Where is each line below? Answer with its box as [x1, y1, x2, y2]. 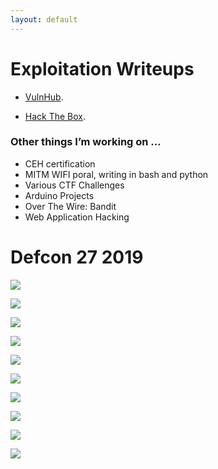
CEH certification [24, 157, 96, 170]
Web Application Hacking [24, 211, 130, 223]
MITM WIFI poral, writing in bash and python [24, 168, 209, 180]
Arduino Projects [24, 189, 95, 201]
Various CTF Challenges [24, 179, 125, 191]
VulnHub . [24, 91, 64, 103]
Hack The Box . [24, 110, 87, 122]
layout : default [10, 14, 78, 25]
